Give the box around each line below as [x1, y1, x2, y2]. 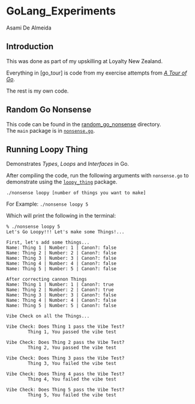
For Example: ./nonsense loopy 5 [6, 200, 89, 208]
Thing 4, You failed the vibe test [28, 376, 117, 382]
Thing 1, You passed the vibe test [28, 329, 117, 335]
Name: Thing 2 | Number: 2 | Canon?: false [6, 250, 117, 256]
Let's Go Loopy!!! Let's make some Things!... [6, 229, 125, 235]
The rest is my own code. [6, 87, 69, 94]
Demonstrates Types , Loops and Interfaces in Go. [6, 161, 129, 168]
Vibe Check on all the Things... [6, 313, 90, 319]
